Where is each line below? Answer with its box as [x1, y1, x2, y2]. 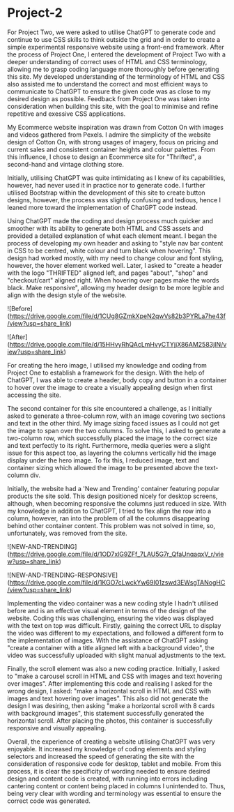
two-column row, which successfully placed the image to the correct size [7, 434, 218, 442]
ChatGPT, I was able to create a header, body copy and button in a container [7, 375, 227, 384]
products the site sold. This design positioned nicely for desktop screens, [7, 492, 218, 500]
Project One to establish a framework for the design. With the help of [7, 368, 205, 377]
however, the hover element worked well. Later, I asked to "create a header [7, 261, 222, 269]
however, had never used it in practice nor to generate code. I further [7, 181, 205, 189]
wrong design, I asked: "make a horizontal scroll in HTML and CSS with [7, 686, 212, 695]
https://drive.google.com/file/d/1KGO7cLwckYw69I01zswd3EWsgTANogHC [9, 578, 226, 587]
